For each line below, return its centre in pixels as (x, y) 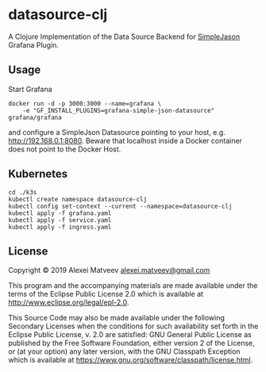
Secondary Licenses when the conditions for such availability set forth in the (133, 326)
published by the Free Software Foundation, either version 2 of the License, (132, 343)
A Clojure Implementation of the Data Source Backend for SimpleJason (124, 36)
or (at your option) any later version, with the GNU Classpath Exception (124, 351)
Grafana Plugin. (34, 44)
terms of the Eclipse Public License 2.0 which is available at (106, 294)
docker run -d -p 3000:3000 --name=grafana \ (85, 104)
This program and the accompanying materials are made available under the (133, 286)
